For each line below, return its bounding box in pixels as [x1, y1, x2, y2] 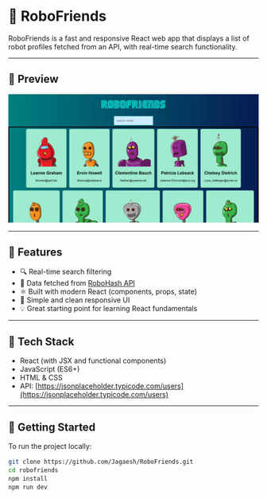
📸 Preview [8, 72, 59, 86]
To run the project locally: [8, 442, 92, 451]
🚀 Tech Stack [8, 334, 75, 349]
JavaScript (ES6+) [19, 365, 80, 374]
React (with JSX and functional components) [19, 356, 167, 365]
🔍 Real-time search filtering [19, 267, 112, 277]
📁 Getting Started [8, 420, 96, 434]
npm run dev [8, 483, 48, 491]
